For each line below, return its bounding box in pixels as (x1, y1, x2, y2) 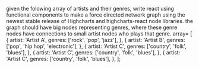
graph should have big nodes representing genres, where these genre (6, 24, 178, 31)
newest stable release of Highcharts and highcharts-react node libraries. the (6, 18, 194, 24)
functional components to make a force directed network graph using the (6, 11, 185, 18)
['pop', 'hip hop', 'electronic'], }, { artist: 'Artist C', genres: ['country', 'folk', (6, 43, 187, 50)
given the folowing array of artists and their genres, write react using (6, 5, 174, 12)
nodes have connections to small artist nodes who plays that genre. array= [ (6, 30, 192, 37)
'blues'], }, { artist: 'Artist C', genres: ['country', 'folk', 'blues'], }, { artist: (6, 49, 181, 56)
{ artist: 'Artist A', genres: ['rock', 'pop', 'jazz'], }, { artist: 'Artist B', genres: (6, 37, 185, 43)
